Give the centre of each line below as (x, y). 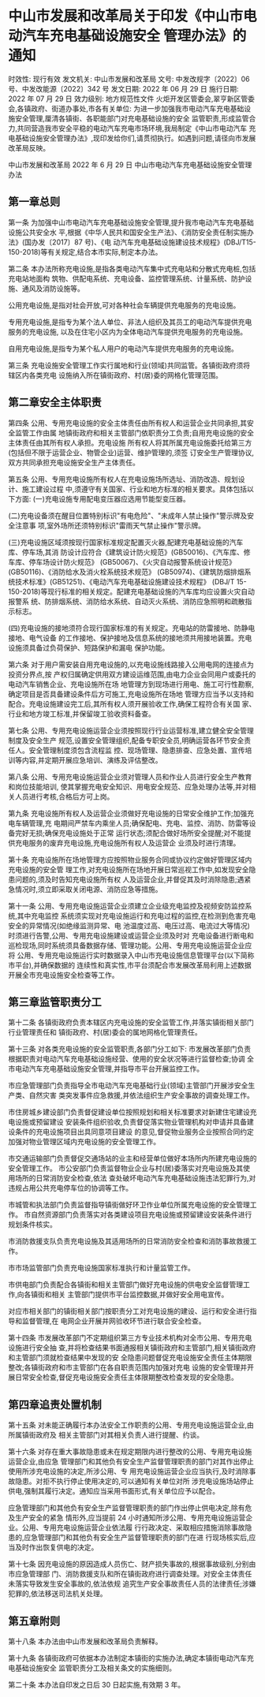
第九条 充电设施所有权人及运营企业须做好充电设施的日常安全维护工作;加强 (128, 813)
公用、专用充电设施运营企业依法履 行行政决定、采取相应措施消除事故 (133, 1527)
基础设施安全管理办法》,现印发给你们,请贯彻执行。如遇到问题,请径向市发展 (135, 138)
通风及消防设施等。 (53, 288)
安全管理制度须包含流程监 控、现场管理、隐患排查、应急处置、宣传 (137, 750)
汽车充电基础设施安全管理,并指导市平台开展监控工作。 (116, 1069)
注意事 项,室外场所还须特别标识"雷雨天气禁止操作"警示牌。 (110, 525)
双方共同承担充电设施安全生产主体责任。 (74, 462)
